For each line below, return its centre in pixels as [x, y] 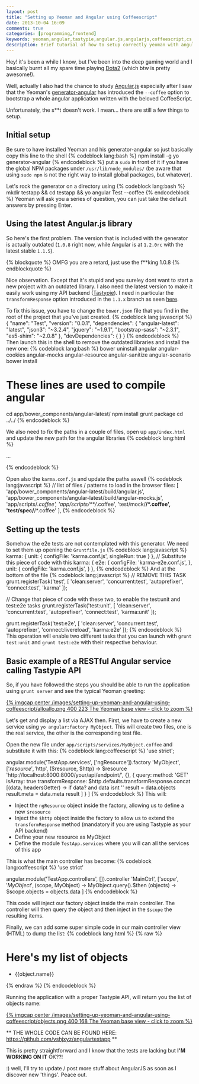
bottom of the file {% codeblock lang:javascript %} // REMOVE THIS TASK [96, 575]
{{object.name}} [34, 974]
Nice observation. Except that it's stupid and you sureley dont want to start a [99, 280]
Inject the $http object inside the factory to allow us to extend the [94, 818]
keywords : [18, 39]
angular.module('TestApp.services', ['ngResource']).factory [78, 762]
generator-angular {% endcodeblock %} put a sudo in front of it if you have [97, 162]
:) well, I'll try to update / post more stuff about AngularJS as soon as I [91, 1068]
